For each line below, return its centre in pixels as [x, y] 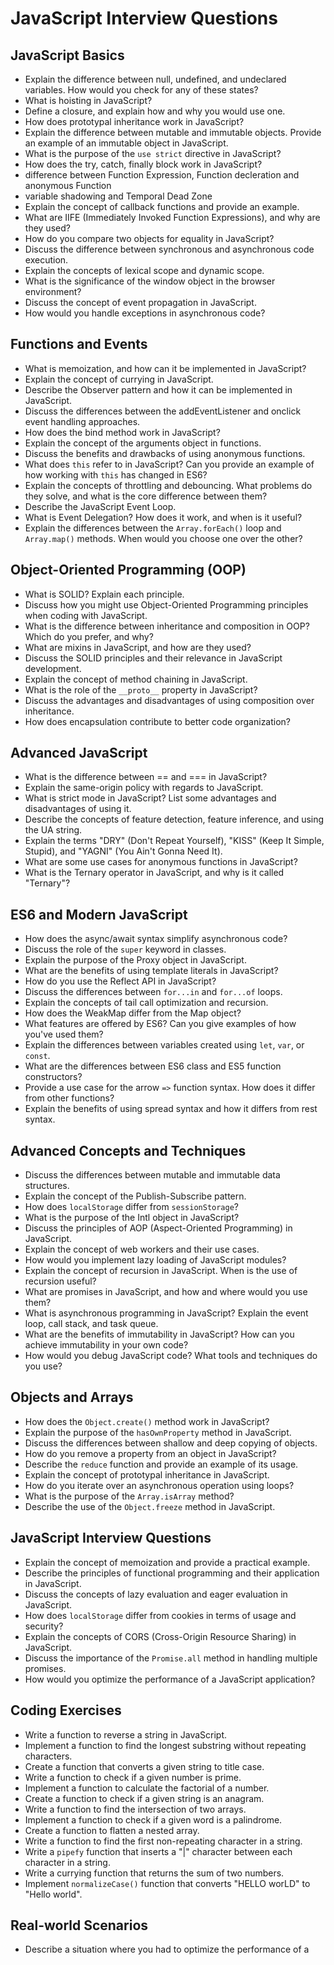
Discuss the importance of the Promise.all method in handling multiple [171, 1658]
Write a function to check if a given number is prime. [133, 1777]
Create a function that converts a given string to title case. [144, 1766]
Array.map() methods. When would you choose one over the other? [163, 538]
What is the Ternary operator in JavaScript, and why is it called [154, 873]
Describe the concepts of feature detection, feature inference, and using [174, 819]
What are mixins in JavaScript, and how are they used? [138, 647]
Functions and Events [79, 344]
